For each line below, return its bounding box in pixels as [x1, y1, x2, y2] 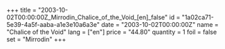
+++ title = [6, 6, 37, 14]
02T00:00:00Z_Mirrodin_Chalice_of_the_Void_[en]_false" [6, 13, 168, 21]
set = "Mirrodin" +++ [6, 35, 66, 43]
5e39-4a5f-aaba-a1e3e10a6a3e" [6, 21, 100, 28]
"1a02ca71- [181, 13, 214, 21]
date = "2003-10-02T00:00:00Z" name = [100, 21, 219, 28]
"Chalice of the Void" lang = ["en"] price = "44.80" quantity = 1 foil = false [6, 28, 217, 36]
